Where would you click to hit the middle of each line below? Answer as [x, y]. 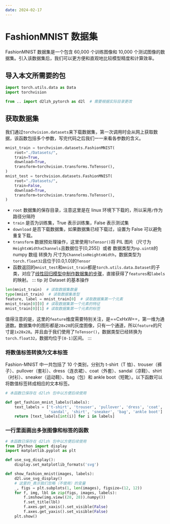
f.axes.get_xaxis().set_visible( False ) [66, 507]
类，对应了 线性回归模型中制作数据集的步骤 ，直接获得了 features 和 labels [89, 274]
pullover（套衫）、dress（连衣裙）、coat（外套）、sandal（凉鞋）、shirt [89, 371]
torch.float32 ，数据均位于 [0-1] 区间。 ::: [48, 338]
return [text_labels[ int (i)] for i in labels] [65, 417]
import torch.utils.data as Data [41, 88]
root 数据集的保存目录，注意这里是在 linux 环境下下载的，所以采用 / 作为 [88, 210]
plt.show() [26, 516]
